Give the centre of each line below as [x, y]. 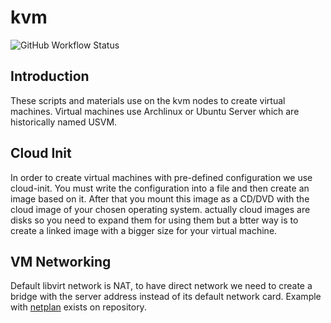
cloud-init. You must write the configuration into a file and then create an [160, 188]
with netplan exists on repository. [78, 307]
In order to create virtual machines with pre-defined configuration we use [161, 177]
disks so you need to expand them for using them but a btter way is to [154, 220]
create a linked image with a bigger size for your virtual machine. [144, 230]
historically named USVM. [64, 122]
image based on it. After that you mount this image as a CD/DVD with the [160, 198]
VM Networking [61, 261]
